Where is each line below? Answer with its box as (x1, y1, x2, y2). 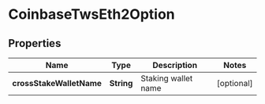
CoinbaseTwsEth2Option (8, 5, 175, 23)
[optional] (216, 78, 253, 88)
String (109, 78, 133, 88)
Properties (8, 37, 62, 50)
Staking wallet (140, 73, 193, 84)
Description (152, 60, 198, 70)
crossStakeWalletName (12, 78, 103, 88)
